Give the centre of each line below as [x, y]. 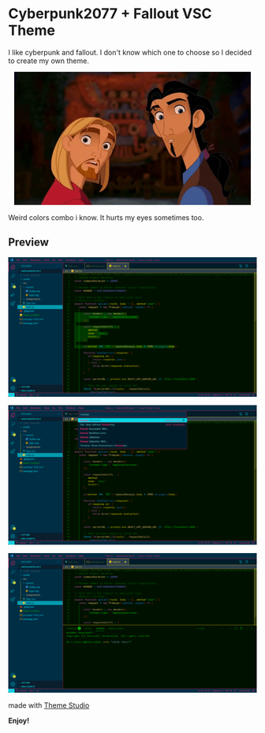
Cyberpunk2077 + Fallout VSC [110, 14]
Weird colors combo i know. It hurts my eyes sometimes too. [106, 217]
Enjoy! [19, 720]
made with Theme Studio [49, 705]
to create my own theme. [49, 61]
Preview [29, 243]
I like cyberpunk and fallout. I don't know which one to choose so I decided [130, 52]
